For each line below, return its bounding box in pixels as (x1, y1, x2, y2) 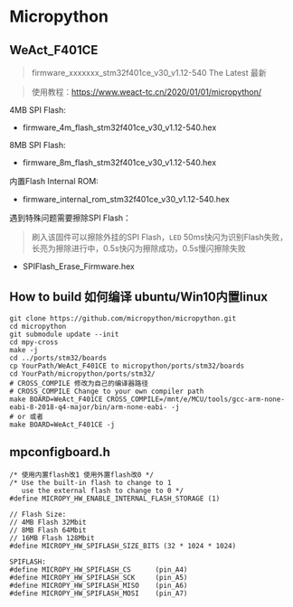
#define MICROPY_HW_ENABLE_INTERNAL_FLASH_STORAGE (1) (9, 494, 221, 503)
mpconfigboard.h (9, 444, 111, 460)
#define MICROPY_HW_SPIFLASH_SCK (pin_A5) (9, 573, 188, 582)
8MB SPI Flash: (9, 140, 66, 150)
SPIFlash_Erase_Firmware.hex (22, 261, 136, 272)
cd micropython (9, 322, 67, 331)
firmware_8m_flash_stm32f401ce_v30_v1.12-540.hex (22, 157, 217, 168)
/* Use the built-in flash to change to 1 (9, 478, 172, 487)
